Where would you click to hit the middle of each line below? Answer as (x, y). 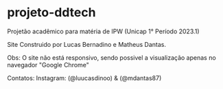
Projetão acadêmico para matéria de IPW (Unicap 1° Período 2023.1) (104, 31)
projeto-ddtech (51, 13)
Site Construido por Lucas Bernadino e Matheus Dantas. (87, 44)
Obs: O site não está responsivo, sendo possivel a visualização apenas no (111, 57)
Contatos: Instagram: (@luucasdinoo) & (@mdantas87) (84, 78)
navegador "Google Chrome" (48, 65)
